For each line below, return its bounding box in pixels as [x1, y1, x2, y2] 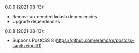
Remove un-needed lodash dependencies [12, 14, 97, 19]
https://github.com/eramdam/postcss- [56, 37, 134, 43]
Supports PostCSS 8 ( [12, 37, 56, 43]
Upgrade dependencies [12, 19, 60, 24]
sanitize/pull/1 [12, 43, 40, 48]
